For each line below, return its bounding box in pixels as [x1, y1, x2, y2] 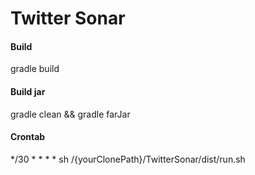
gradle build [10, 63, 60, 75]
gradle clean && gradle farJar [10, 108, 131, 120]
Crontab [10, 131, 46, 143]
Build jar [10, 85, 46, 97]
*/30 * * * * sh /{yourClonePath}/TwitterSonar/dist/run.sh [10, 153, 246, 165]
